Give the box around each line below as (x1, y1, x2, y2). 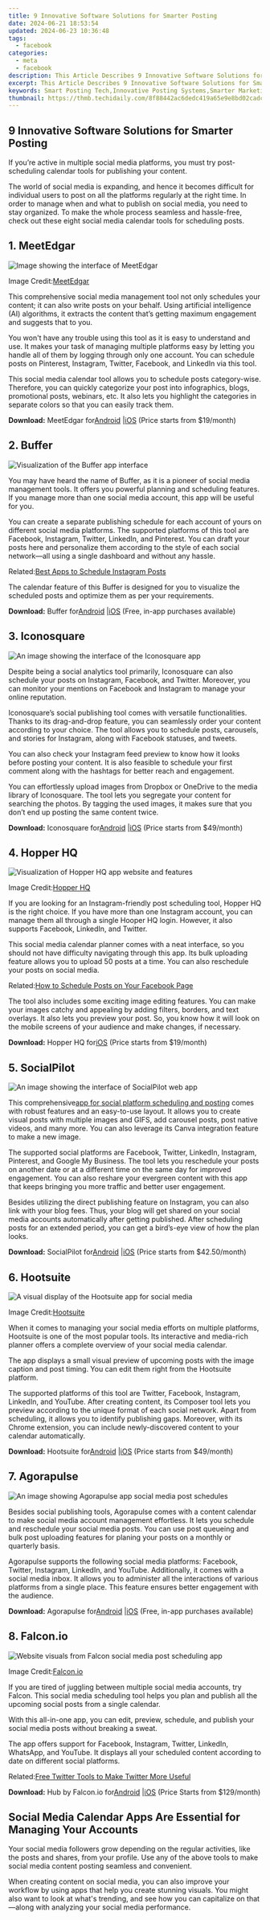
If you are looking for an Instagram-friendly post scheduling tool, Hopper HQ (8, 898, 262, 909)
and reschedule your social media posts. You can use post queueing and (8, 1524, 249, 1533)
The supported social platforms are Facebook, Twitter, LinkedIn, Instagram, (8, 1147, 257, 1158)
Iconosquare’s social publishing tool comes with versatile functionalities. (8, 708, 247, 717)
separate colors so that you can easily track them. (8, 400, 174, 409)
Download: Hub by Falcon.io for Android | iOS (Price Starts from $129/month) (8, 1787, 261, 1797)
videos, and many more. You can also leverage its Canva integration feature (8, 1123, 259, 1134)
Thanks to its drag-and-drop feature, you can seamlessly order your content (8, 716, 261, 726)
